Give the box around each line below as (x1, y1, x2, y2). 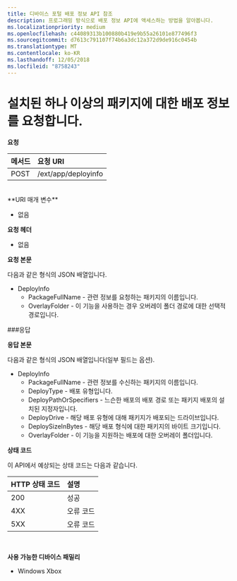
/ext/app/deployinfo (37, 169, 104, 179)
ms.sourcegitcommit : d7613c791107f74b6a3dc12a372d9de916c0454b (7, 37, 197, 44)
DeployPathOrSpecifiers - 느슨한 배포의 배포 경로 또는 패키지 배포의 (28, 395, 217, 404)
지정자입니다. (41, 404, 78, 413)
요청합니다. (21, 113, 83, 129)
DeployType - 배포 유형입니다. (28, 386, 113, 395)
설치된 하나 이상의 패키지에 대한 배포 (7, 95, 205, 112)
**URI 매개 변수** (7, 195, 59, 203)
